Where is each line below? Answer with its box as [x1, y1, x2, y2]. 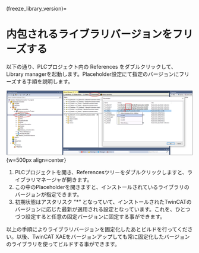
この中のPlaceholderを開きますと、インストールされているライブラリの [14, 184, 189, 191]
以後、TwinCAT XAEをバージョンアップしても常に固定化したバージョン [16, 233, 190, 241]
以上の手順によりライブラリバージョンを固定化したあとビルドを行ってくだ [6, 226, 188, 233]
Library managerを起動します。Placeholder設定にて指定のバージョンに [6, 71, 179, 78]
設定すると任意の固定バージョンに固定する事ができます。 [25, 213, 166, 220]
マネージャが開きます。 [35, 176, 93, 183]
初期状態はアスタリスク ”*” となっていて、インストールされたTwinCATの [14, 198, 192, 206]
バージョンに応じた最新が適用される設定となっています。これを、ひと [14, 206, 186, 213]
